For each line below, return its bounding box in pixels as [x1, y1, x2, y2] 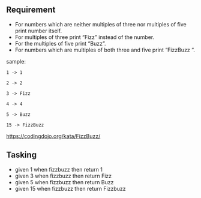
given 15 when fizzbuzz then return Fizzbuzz [14, 185, 126, 192]
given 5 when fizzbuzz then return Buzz [14, 178, 114, 185]
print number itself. [14, 27, 62, 34]
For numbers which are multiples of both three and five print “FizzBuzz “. [14, 46, 195, 53]
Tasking [6, 150, 37, 160]
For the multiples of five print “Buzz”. [14, 40, 106, 47]
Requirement [6, 5, 56, 15]
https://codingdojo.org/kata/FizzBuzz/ [6, 132, 101, 140]
